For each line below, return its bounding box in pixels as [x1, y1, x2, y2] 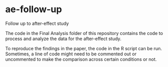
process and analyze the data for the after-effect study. [5, 36, 122, 42]
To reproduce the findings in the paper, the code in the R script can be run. [5, 45, 162, 51]
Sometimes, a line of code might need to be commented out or [5, 51, 137, 57]
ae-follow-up [5, 4, 62, 15]
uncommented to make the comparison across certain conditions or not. [5, 56, 157, 62]
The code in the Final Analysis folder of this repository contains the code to [5, 30, 163, 36]
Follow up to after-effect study [5, 20, 69, 26]
